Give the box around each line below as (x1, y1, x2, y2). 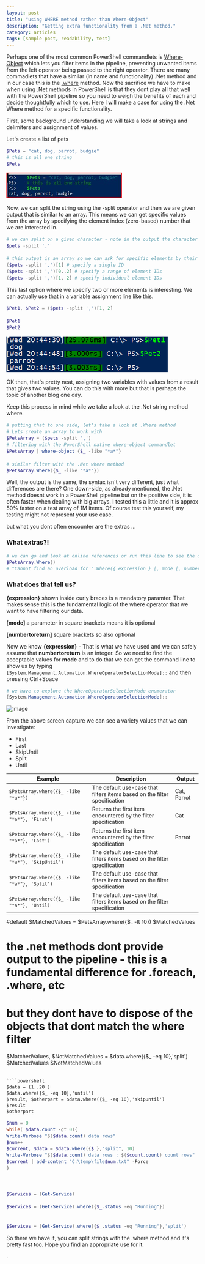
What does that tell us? (6, 580, 76, 589)
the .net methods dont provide (6, 940, 164, 954)
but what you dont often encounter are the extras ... (6, 523, 136, 530)
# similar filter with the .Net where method (6, 461, 124, 467)
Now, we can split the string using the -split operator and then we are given (6, 204, 196, 211)
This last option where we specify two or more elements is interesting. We (6, 286, 193, 293)
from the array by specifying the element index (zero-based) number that (6, 217, 191, 225)
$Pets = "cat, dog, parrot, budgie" (6, 148, 99, 154)
